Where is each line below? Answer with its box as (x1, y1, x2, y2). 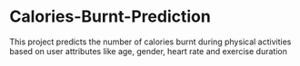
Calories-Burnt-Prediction (9, 6, 211, 27)
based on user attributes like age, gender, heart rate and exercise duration (9, 45, 288, 56)
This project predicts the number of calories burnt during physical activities (9, 36, 292, 47)
